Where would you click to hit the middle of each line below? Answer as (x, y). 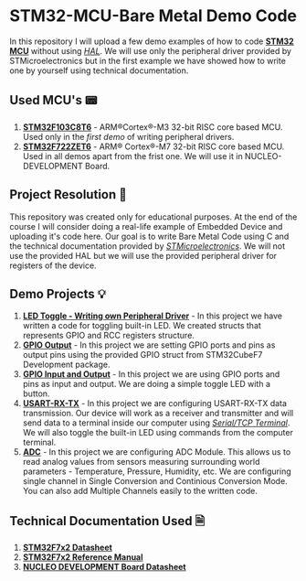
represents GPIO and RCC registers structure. (108, 336)
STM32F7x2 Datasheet (67, 548)
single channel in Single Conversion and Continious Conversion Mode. (155, 481)
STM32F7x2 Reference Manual (83, 557)
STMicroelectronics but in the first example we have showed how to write (148, 60)
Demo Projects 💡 (58, 294)
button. (36, 393)
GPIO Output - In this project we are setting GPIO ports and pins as (149, 345)
